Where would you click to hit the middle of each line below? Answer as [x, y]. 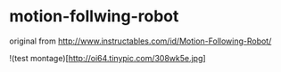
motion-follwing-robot [94, 16]
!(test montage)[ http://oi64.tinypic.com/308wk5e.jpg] [108, 58]
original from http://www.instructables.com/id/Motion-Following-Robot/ [140, 41]
